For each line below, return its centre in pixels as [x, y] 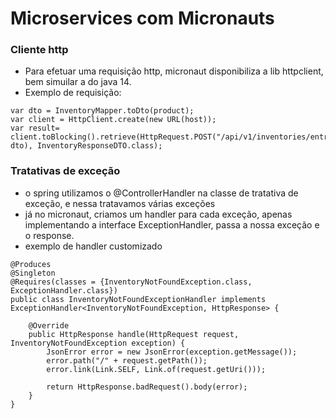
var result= [35, 128]
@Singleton [33, 273]
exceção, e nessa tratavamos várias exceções [120, 203]
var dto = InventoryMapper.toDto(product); [102, 111]
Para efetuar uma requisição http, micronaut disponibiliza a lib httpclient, [174, 71]
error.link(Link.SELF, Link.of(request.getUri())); [156, 369]
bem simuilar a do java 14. [78, 82]
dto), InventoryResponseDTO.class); [86, 146]
